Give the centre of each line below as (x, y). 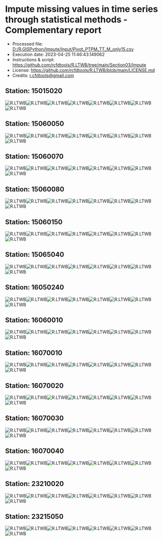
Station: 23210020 (35, 484)
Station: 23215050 (34, 516)
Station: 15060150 (34, 222)
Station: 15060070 (34, 156)
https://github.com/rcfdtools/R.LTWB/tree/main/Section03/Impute (79, 65)
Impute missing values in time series (81, 9)
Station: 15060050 (35, 124)
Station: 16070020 (35, 385)
